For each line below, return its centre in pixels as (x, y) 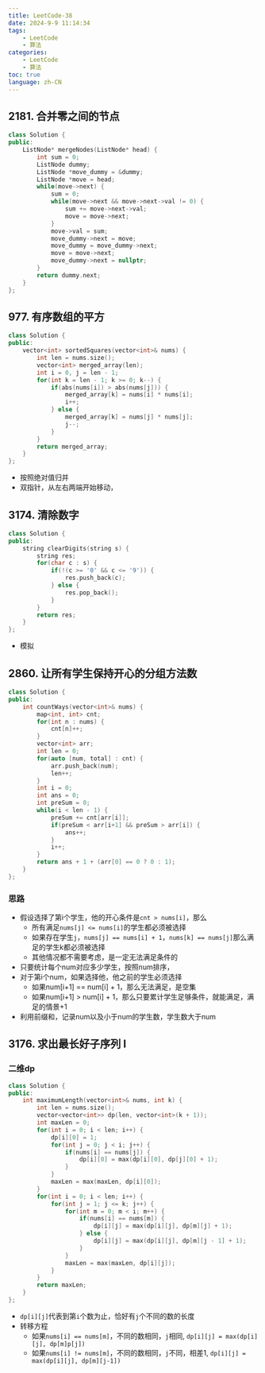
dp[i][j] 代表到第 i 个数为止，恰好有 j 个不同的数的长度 (107, 1316)
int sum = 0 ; (58, 157)
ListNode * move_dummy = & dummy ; (90, 172)
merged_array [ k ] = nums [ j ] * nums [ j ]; (129, 417)
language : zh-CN (35, 82)
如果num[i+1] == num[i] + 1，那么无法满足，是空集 (114, 987)
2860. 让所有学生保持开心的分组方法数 (103, 673)
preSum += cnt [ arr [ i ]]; (90, 818)
